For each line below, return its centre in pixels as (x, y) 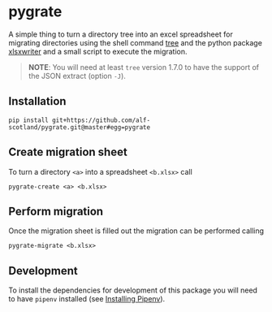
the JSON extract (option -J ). (77, 76)
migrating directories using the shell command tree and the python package (135, 42)
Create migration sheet (68, 152)
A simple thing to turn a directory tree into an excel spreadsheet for (121, 34)
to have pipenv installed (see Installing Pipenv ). (87, 299)
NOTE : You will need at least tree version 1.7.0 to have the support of (144, 67)
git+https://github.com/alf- (101, 120)
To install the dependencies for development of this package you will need (133, 290)
